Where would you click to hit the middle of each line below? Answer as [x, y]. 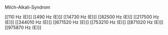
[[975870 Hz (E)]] [23, 27]
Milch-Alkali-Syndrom [27, 7]
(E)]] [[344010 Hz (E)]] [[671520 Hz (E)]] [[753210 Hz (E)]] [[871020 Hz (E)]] [84, 22]
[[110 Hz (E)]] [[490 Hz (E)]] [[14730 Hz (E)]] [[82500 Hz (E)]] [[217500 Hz [82, 17]
